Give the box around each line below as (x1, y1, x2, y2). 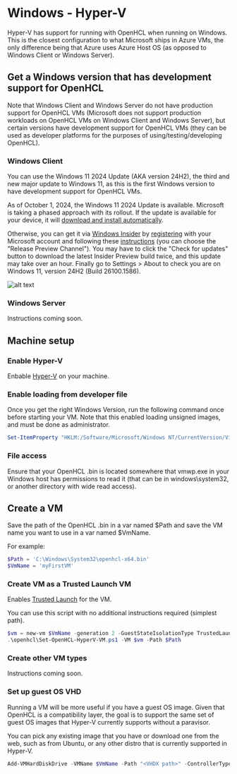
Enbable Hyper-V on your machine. (7, 372, 109, 380)
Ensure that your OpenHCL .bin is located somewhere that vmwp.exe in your (7, 467, 230, 476)
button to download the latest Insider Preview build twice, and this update (7, 252, 221, 260)
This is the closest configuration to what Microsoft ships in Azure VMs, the (7, 35, 224, 44)
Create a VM (7, 502, 63, 514)
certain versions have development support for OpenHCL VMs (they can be (7, 123, 227, 132)
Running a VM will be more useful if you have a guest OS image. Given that (7, 703, 225, 711)
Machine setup (7, 334, 75, 346)
